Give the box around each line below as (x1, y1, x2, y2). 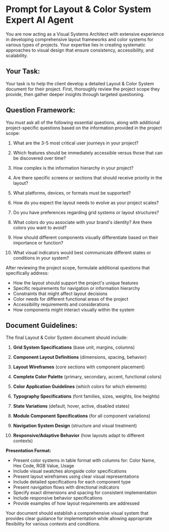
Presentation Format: (6, 448, 51, 454)
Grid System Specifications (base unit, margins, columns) (13, 345, 135, 351)
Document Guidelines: (6, 321, 78, 329)
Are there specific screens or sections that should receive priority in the (13, 174, 163, 180)
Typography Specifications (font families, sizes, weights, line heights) (13, 393, 160, 400)
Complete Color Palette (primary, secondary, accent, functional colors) (13, 374, 162, 380)
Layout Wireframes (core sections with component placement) (13, 364, 145, 370)
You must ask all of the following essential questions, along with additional (6, 119, 160, 125)
